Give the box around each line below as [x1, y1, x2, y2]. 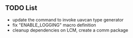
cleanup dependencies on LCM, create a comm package [12, 27, 129, 33]
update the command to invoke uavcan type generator [12, 17, 124, 22]
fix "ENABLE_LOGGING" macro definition [12, 22, 96, 28]
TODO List [5, 4, 37, 12]
